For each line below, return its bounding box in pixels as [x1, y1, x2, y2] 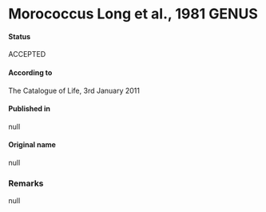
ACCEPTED [8, 50, 46, 59]
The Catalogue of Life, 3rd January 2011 [8, 86, 140, 95]
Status [8, 31, 31, 41]
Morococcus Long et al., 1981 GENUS [8, 5, 258, 23]
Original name [8, 140, 56, 150]
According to [8, 67, 53, 77]
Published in [8, 104, 50, 114]
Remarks [8, 178, 44, 189]
